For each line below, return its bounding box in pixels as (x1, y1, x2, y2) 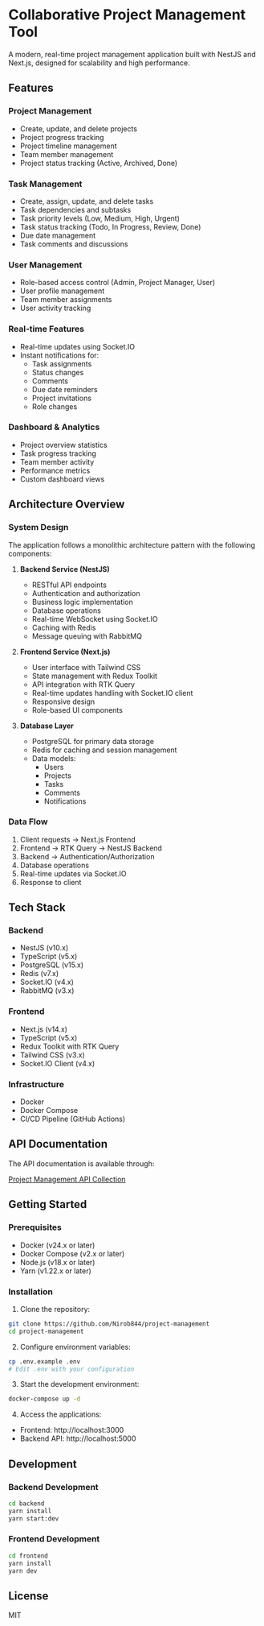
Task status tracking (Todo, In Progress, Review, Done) (19, 221, 201, 231)
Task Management (8, 178, 83, 189)
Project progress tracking (19, 132, 104, 142)
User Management (8, 259, 83, 271)
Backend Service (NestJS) (19, 564, 110, 573)
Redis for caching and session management (31, 745, 177, 755)
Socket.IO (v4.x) (19, 977, 75, 987)
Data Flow (8, 816, 48, 827)
